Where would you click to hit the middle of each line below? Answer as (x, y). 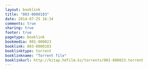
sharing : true (20, 28)
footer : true (18, 33)
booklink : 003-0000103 (28, 46)
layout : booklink (23, 10)
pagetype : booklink (25, 37)
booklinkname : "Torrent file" (36, 55)
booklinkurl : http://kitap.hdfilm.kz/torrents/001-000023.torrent (74, 60)
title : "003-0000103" (27, 14)
